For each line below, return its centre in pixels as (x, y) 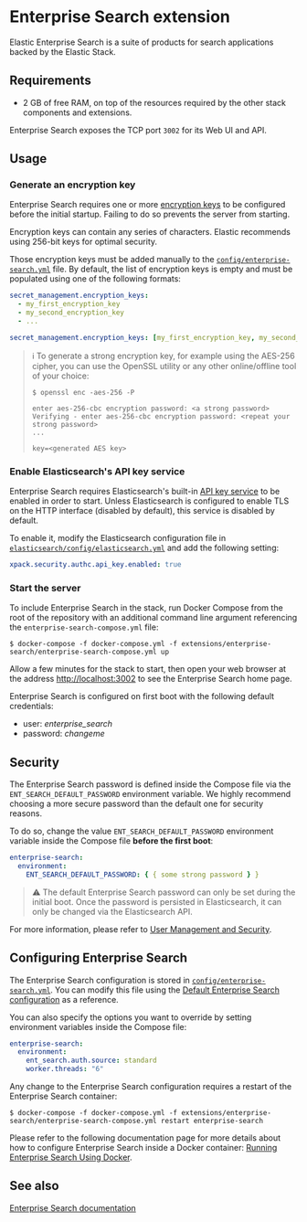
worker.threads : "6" (65, 1069)
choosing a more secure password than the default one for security (137, 804)
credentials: (32, 707)
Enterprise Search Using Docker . (71, 1157)
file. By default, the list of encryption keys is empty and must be (173, 269)
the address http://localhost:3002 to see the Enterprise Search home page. (151, 679)
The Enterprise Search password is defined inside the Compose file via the (150, 784)
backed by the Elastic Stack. (63, 51)
